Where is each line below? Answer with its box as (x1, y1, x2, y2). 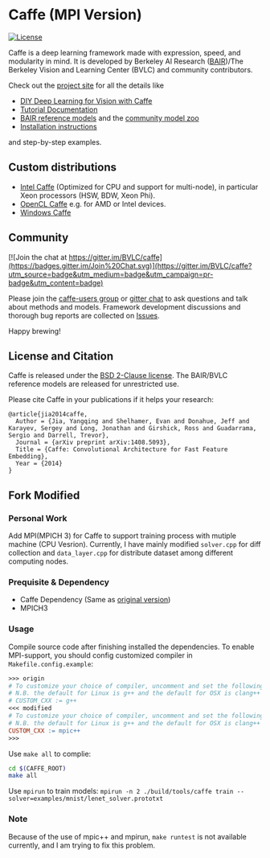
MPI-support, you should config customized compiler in (8, 650, 193, 660)
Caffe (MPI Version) (8, 6, 142, 24)
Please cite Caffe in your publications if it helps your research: (8, 395, 215, 404)
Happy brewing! (8, 326, 62, 335)
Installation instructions (19, 121, 98, 131)
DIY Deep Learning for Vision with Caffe (19, 96, 153, 105)
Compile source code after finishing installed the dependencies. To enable (8, 642, 255, 651)
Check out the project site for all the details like (8, 80, 165, 90)
